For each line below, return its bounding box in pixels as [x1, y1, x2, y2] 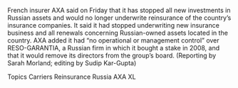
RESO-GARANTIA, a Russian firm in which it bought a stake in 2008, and [7, 44, 220, 52]
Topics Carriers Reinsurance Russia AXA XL [7, 72, 137, 81]
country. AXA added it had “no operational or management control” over [7, 36, 219, 45]
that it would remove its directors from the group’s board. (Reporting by [7, 51, 217, 60]
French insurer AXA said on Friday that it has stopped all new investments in [7, 6, 231, 14]
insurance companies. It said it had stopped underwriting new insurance [7, 21, 219, 29]
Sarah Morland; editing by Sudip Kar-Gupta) [7, 59, 137, 67]
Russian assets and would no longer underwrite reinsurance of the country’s [7, 13, 232, 22]
